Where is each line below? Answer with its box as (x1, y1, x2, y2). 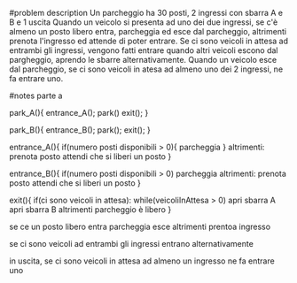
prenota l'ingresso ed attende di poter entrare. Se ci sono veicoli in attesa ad (9, 35, 289, 46)
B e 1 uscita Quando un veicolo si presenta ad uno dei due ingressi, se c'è (9, 17, 278, 27)
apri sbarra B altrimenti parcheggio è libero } (9, 204, 172, 215)
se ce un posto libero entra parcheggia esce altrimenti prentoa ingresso (9, 221, 271, 232)
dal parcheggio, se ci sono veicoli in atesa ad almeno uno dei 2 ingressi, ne (9, 64, 284, 74)
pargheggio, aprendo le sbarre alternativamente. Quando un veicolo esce (9, 55, 277, 65)
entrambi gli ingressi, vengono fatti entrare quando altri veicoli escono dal (9, 45, 278, 56)
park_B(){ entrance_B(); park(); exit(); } (9, 125, 151, 135)
